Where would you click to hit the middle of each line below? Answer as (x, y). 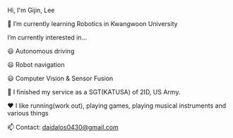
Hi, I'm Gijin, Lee (31, 10)
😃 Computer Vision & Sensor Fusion (60, 78)
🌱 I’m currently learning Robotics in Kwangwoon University (92, 24)
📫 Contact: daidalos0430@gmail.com (63, 127)
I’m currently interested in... (47, 37)
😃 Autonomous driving (41, 51)
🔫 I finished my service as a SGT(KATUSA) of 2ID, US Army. (94, 92)
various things (28, 113)
